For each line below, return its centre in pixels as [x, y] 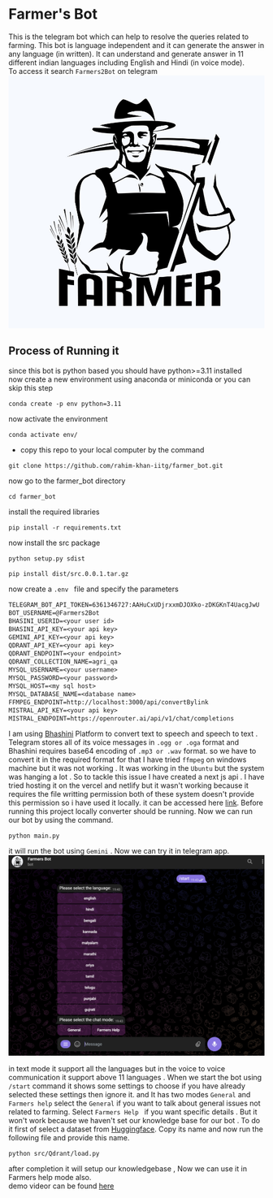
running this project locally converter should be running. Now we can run [131, 811]
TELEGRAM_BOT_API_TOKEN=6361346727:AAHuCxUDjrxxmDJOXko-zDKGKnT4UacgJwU [134, 605]
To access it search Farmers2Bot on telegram [83, 71]
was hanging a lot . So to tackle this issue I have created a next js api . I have [136, 776]
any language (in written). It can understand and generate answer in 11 [126, 54]
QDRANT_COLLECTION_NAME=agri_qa [63, 662]
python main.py [34, 836]
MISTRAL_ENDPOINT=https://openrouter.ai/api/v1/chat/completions [121, 718]
